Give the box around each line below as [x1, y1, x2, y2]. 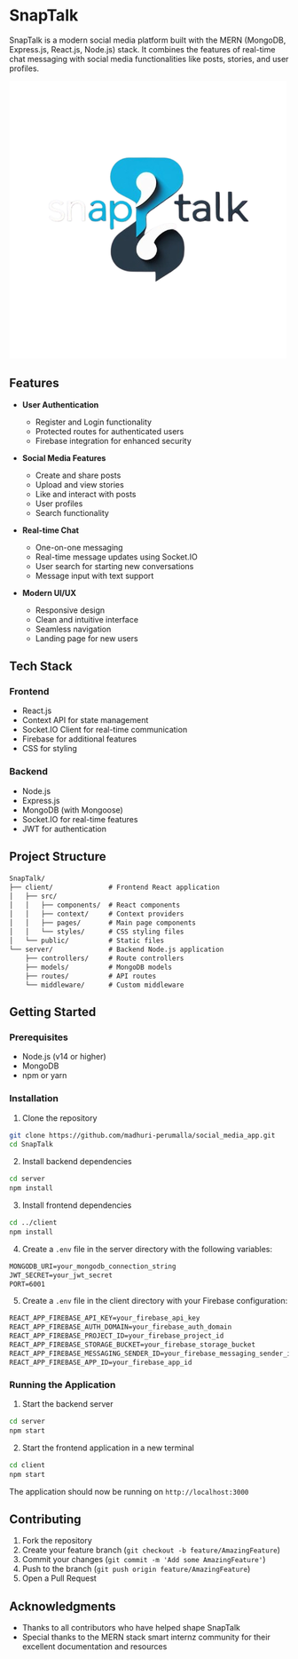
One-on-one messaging [35, 542, 123, 552]
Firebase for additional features [21, 734, 137, 744]
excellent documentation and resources [21, 1641, 168, 1652]
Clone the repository [21, 1112, 98, 1123]
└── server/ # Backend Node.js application [9, 945, 224, 954]
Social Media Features [21, 452, 106, 463]
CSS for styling [21, 743, 78, 754]
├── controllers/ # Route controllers [25, 954, 184, 963]
